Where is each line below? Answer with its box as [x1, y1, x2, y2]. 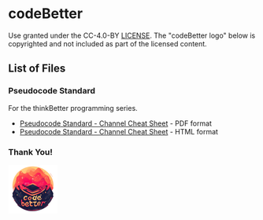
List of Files [8, 62, 66, 75]
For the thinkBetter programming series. [8, 103, 138, 112]
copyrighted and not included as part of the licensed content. [8, 38, 207, 48]
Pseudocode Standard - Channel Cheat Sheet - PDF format [19, 119, 213, 128]
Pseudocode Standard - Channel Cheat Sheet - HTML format [19, 126, 219, 136]
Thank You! [8, 146, 54, 157]
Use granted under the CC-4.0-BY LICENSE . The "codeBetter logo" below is [8, 31, 256, 40]
